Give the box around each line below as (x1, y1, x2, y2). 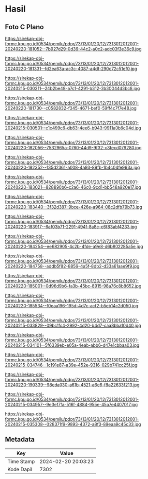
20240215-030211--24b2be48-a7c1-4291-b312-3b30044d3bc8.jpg (5, 86, 140, 91)
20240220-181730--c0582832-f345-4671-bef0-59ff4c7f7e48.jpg (5, 106, 137, 111)
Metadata (5, 435, 35, 444)
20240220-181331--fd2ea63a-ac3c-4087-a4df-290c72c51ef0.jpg (5, 66, 137, 71)
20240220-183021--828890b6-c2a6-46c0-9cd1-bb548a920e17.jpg (5, 184, 141, 190)
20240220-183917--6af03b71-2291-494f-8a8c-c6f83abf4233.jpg (5, 224, 137, 230)
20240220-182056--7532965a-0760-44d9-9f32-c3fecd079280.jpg (5, 145, 142, 150)
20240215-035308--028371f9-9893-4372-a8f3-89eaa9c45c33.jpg (5, 422, 141, 427)
